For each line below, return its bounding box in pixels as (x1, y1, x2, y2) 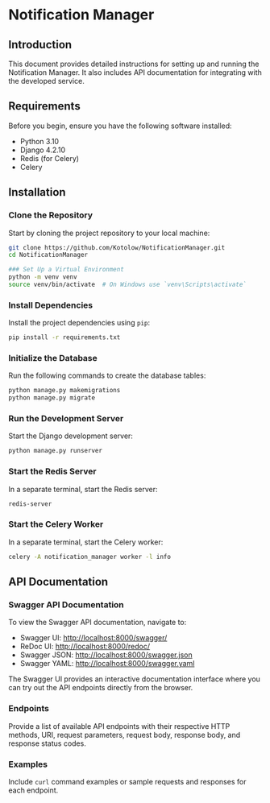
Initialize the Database (8, 352, 98, 363)
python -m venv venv (8, 273, 78, 281)
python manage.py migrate (8, 394, 95, 402)
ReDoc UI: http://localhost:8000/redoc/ (19, 642, 151, 652)
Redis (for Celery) (19, 153, 79, 163)
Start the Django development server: (8, 431, 133, 441)
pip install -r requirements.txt (8, 333, 121, 341)
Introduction (8, 38, 73, 52)
